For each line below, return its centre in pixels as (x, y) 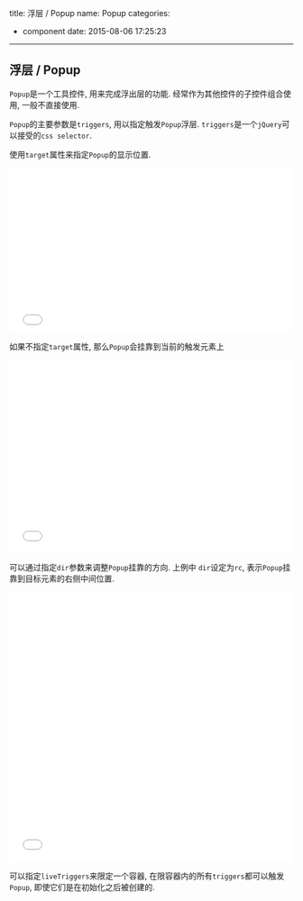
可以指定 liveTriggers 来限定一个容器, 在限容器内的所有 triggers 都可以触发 (147, 876)
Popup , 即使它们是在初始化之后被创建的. (82, 887)
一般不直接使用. (50, 105)
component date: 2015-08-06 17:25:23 (94, 31)
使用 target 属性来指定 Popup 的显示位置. (80, 154)
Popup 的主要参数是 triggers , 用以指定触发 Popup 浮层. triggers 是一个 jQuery (146, 123)
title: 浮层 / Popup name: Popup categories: (90, 13)
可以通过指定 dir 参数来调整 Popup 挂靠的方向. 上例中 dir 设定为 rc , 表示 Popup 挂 (150, 567)
